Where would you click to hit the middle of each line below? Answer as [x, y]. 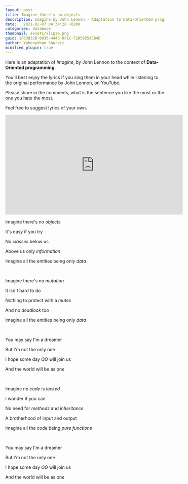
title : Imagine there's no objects [43, 15]
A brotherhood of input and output [41, 418]
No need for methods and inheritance [44, 408]
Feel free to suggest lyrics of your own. [46, 107]
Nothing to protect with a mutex [38, 300]
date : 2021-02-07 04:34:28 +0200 [43, 24]
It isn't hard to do [23, 290]
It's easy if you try [24, 232]
